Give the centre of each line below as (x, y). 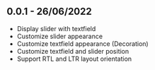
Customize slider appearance (60, 36)
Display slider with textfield (56, 28)
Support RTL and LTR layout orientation (74, 59)
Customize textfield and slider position (73, 51)
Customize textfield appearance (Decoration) (83, 43)
